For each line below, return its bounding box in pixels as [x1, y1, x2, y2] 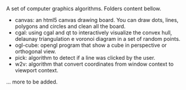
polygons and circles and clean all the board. [14, 23, 126, 30]
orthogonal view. [14, 48, 57, 55]
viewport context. [14, 67, 59, 73]
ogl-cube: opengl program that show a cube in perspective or [14, 41, 167, 49]
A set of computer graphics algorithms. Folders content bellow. [6, 5, 161, 12]
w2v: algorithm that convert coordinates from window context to [14, 60, 174, 67]
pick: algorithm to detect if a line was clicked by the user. [14, 54, 155, 61]
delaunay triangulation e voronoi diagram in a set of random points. [14, 36, 181, 42]
